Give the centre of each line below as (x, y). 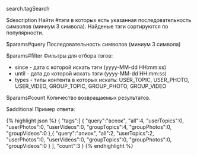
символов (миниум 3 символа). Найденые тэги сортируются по (87, 26)
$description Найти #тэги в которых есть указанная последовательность (99, 20)
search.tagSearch (28, 9)
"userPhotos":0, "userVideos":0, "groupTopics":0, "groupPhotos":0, (89, 140)
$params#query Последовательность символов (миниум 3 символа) (93, 44)
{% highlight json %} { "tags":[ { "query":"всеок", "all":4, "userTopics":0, (95, 121)
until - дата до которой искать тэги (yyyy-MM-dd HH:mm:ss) (91, 73)
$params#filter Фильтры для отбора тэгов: (60, 56)
